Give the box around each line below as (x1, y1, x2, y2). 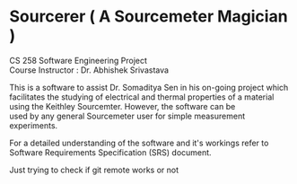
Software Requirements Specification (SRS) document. (9, 146, 213, 158)
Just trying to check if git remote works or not (9, 164, 179, 175)
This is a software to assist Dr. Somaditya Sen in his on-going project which (9, 82, 289, 92)
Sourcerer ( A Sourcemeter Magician (9, 6, 289, 27)
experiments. (9, 119, 58, 131)
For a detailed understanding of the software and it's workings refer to (9, 137, 269, 148)
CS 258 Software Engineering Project (9, 55, 148, 66)
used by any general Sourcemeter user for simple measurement (9, 110, 245, 121)
